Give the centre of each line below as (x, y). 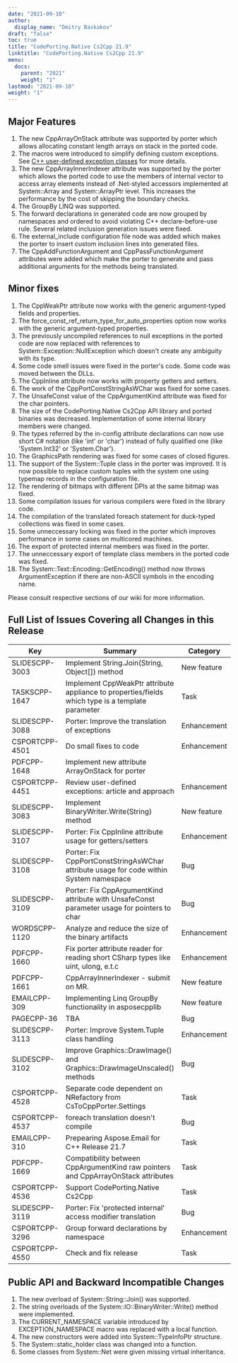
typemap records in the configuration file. (79, 478)
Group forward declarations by (116, 1228)
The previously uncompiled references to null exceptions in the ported (120, 335)
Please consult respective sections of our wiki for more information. (107, 597)
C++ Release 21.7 (96, 1146)
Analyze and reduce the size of (117, 928)
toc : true (23, 40)
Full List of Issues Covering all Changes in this (111, 620)
